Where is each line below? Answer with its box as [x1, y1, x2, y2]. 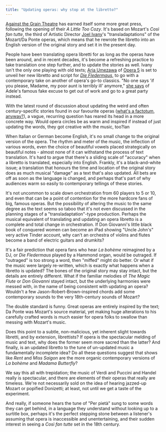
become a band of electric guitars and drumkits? [5, 237, 104, 243]
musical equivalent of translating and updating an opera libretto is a [5, 216, 142, 222]
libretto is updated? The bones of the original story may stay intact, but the [5, 267, 157, 274]
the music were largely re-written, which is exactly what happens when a [5, 262, 154, 268]
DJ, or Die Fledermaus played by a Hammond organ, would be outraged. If [5, 252, 157, 258]
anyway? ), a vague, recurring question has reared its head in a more [5, 113, 144, 119]
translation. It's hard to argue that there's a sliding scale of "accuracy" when [5, 154, 161, 160]
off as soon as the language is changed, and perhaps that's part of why [5, 175, 151, 181]
